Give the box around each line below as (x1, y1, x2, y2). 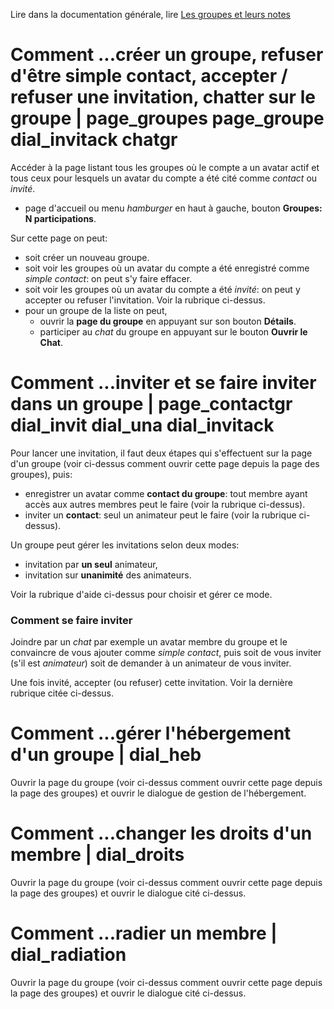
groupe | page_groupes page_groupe (10, 107, 325, 130)
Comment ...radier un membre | (10, 922, 278, 945)
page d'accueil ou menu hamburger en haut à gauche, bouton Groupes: (24, 202, 323, 214)
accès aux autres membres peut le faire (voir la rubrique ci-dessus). (24, 498, 306, 510)
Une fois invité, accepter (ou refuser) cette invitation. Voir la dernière (10, 677, 293, 689)
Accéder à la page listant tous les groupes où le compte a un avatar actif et (10, 161, 320, 173)
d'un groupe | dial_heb (10, 744, 202, 766)
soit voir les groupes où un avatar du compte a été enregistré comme (24, 262, 310, 274)
